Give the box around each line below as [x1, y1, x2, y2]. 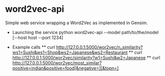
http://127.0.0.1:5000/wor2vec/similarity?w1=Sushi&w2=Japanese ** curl [12, 54, 161, 60]
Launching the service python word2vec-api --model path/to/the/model [12, 29, 159, 35]
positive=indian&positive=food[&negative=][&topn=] [12, 65, 119, 71]
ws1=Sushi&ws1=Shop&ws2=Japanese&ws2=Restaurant [12, 49, 128, 55]
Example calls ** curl [12, 44, 55, 50]
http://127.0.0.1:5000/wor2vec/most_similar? [12, 60, 102, 66]
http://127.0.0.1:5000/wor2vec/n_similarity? [56, 44, 143, 50]
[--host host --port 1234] [12, 35, 63, 40]
